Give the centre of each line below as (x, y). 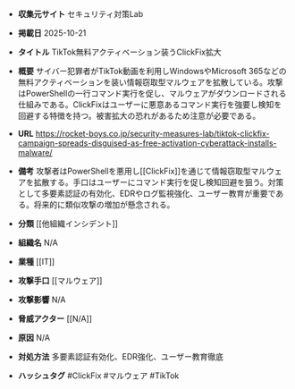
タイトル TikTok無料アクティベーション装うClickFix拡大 (119, 52)
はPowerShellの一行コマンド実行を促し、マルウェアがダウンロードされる (152, 93)
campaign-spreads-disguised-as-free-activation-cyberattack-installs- (147, 143)
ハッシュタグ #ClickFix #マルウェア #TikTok (98, 376)
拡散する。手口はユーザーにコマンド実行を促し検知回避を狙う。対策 (159, 182)
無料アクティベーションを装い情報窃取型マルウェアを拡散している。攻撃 (150, 82)
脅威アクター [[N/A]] (55, 318)
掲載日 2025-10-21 (52, 33)
